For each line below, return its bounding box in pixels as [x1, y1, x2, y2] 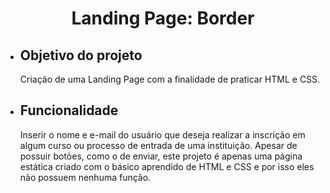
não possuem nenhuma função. [19, 171, 152, 183]
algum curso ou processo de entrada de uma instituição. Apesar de [19, 139, 298, 151]
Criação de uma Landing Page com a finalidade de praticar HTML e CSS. [19, 73, 321, 85]
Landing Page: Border [71, 7, 255, 30]
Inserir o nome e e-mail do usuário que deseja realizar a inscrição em [19, 128, 306, 141]
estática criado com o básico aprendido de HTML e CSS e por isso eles [19, 160, 315, 172]
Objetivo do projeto [19, 47, 143, 64]
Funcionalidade [19, 102, 119, 119]
